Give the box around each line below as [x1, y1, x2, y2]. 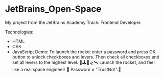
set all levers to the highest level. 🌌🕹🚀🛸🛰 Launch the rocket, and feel [12, 59, 155, 65]
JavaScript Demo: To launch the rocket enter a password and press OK [12, 49, 156, 55]
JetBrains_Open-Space [5, 3, 102, 15]
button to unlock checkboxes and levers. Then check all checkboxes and [12, 54, 160, 59]
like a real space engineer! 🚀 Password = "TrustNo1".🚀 [12, 66, 121, 72]
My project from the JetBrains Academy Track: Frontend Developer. [5, 19, 142, 25]
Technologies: [5, 29, 34, 35]
